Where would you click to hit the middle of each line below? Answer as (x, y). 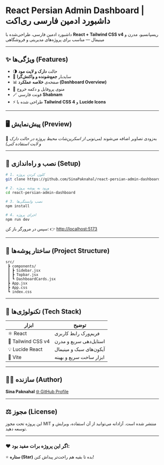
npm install (18, 206)
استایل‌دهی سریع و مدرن (80, 341)
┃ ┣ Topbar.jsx (23, 275)
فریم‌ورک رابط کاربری (77, 333)
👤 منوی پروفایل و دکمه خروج (38, 89)
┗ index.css (20, 292)
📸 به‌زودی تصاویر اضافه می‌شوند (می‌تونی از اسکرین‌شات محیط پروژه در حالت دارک (81, 138)
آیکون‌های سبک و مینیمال (80, 349)
